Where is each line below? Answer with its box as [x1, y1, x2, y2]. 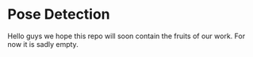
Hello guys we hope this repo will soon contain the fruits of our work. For [7, 31, 246, 41]
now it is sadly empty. [7, 39, 79, 48]
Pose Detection [7, 5, 110, 23]
